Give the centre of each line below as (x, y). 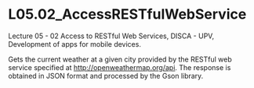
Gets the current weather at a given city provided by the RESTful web (120, 59)
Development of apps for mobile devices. (74, 44)
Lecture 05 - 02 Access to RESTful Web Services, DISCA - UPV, (111, 36)
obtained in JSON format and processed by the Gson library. (106, 76)
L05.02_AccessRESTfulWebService (127, 14)
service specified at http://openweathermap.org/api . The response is (120, 67)
